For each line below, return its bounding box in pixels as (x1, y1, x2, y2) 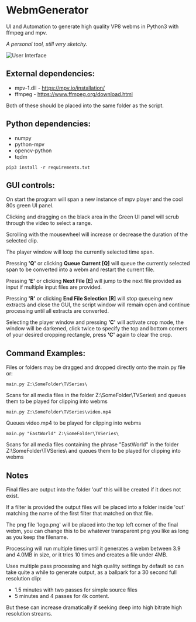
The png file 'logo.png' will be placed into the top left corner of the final (6, 521, 178, 528)
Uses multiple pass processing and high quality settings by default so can (6, 563, 184, 569)
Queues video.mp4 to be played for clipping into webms (6, 419, 142, 426)
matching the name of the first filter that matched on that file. (6, 510, 153, 517)
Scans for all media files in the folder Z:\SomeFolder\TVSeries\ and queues (6, 392, 186, 399)
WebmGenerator (6, 4, 89, 17)
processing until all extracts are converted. (6, 307, 109, 315)
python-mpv (14, 141, 45, 148)
